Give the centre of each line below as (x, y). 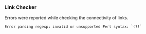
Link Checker (21, 7)
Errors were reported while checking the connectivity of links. (66, 18)
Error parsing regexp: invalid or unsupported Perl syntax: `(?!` (73, 27)
